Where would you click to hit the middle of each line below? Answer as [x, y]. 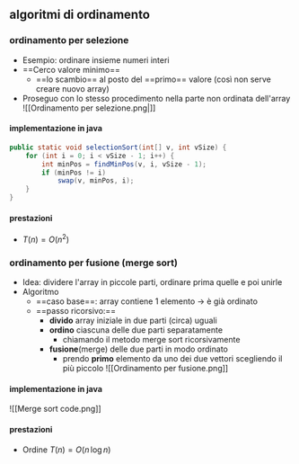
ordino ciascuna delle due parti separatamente [136, 330]
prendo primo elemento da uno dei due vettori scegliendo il [172, 359]
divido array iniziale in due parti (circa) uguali [133, 321]
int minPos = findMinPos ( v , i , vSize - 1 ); [124, 164]
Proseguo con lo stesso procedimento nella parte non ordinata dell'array [156, 98]
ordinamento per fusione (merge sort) [93, 263]
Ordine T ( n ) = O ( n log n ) [66, 450]
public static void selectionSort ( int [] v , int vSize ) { [118, 147]
